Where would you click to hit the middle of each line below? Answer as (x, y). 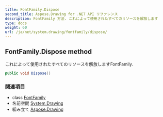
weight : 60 (16, 28)
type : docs (16, 23)
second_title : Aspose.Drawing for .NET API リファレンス (61, 14)
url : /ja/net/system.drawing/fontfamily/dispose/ (56, 32)
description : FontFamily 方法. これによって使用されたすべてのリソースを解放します (82, 18)
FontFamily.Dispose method (49, 52)
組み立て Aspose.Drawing (38, 109)
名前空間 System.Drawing (38, 103)
